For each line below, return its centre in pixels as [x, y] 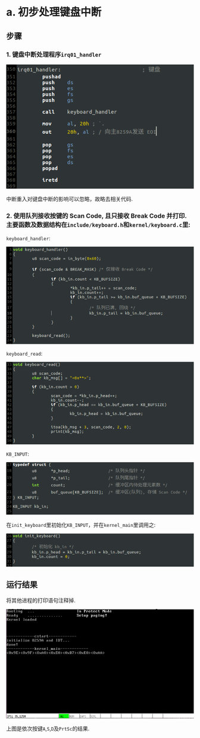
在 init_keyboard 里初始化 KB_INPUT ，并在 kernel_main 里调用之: [81, 525]
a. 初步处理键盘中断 [54, 12]
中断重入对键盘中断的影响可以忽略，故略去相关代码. [70, 199]
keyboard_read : [24, 353]
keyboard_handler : [28, 238]
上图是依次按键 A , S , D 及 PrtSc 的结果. [48, 728]
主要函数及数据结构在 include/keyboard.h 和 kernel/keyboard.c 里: [98, 225]
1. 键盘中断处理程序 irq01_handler [54, 54]
